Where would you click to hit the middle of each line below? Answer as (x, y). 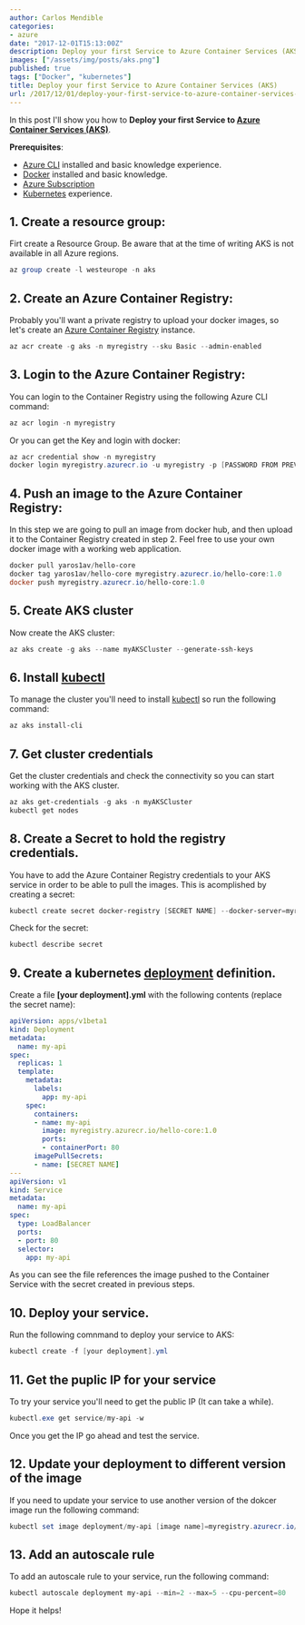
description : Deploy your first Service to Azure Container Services (144, 52)
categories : (32, 26)
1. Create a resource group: (88, 222)
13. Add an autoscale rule (82, 1555)
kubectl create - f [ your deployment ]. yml (89, 1352)
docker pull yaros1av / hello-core (73, 566)
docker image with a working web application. (95, 549)
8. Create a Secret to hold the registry (118, 839)
